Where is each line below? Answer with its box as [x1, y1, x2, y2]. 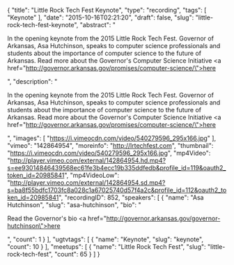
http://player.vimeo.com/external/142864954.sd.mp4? [10, 179, 166, 187]
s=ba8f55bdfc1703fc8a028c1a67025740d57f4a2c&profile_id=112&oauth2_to [7, 186, 227, 194]
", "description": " [7, 77, 58, 86]
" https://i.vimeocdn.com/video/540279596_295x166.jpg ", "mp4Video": [7, 149, 211, 157]
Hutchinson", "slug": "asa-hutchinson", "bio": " [7, 201, 141, 209]
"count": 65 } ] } [54, 250, 100, 258]
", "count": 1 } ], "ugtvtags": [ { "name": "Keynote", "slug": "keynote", [7, 235, 204, 243]
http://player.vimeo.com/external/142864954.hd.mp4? [10, 156, 166, 165]
